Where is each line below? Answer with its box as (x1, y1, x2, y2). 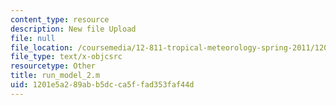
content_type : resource (10, 14, 110, 25)
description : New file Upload (10, 24, 137, 34)
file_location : (10, 42, 74, 53)
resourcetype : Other (10, 61, 97, 71)
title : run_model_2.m (10, 71, 101, 81)
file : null (10, 33, 56, 43)
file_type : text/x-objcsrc (10, 52, 123, 62)
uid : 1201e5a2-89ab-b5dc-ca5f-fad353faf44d (10, 80, 195, 90)
